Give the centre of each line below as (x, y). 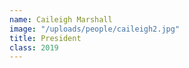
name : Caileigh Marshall (61, 19)
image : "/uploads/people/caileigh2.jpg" (95, 29)
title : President (45, 38)
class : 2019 (34, 47)
